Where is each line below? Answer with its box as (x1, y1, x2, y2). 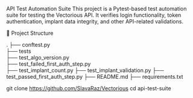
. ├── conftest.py (6, 41, 50, 48)
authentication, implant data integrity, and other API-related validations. (6, 18, 184, 25)
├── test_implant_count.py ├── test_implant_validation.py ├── (6, 67, 164, 74)
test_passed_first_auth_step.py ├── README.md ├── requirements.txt (6, 73, 183, 80)
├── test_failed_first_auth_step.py (6, 60, 91, 67)
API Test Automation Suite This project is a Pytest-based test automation (6, 5, 187, 12)
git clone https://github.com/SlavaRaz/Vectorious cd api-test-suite (6, 85, 171, 92)
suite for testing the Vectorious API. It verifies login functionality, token (6, 11, 182, 19)
